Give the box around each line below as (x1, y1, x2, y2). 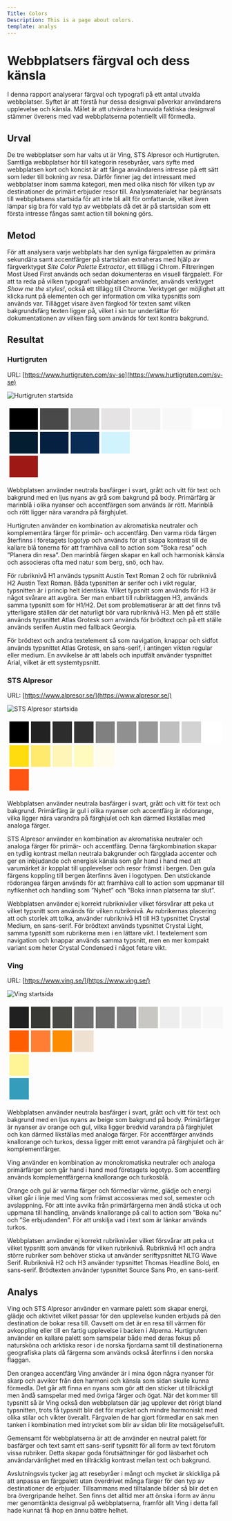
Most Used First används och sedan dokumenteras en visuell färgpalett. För (7, 270, 223, 278)
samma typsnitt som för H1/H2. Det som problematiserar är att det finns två (7, 601, 221, 609)
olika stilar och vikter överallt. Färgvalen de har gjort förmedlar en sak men (7, 1413, 219, 1421)
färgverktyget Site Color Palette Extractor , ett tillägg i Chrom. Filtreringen (7, 262, 215, 270)
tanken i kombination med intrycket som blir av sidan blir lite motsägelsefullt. (7, 1421, 225, 1429)
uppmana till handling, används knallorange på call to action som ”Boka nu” (7, 1209, 222, 1217)
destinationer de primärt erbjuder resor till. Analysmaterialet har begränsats (7, 187, 222, 196)
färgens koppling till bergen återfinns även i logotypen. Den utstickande (7, 871, 211, 879)
